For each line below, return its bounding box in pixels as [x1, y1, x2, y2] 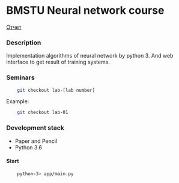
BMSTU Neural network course [6, 4, 165, 17]
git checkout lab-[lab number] [17, 87, 96, 93]
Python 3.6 [14, 143, 42, 151]
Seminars [6, 73, 35, 82]
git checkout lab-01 [17, 109, 68, 116]
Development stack [6, 124, 64, 132]
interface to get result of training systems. [6, 58, 110, 66]
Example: [6, 98, 29, 105]
